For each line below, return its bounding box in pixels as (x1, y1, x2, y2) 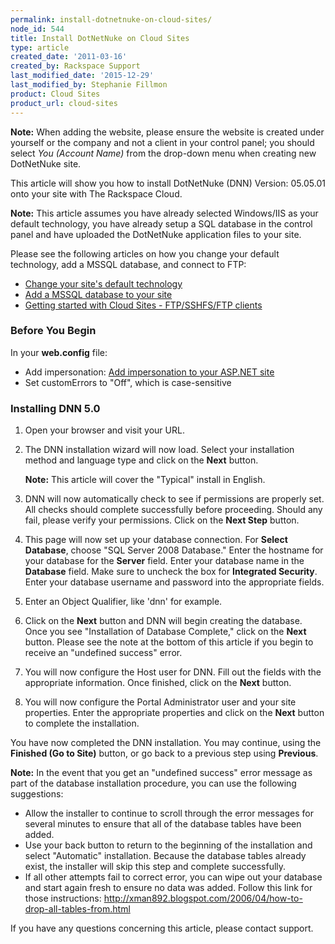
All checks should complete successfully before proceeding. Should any (24, 504, 323, 516)
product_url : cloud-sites (10, 98, 118, 108)
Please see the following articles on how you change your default (10, 247, 280, 260)
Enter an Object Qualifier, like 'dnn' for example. (24, 596, 223, 608)
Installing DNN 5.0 (10, 401, 101, 415)
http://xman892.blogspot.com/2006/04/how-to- (103, 892, 303, 905)
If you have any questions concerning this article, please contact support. (10, 922, 314, 935)
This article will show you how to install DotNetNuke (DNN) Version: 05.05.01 (10, 177, 326, 189)
